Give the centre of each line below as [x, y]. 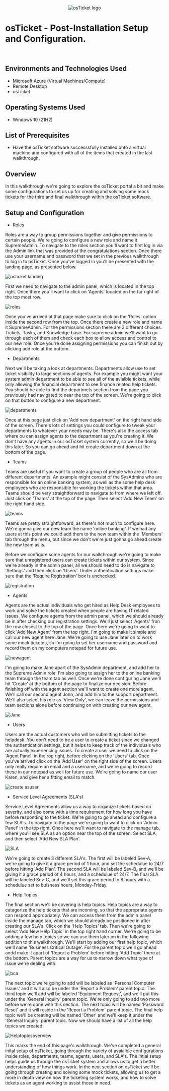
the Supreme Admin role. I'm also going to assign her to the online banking [82, 673]
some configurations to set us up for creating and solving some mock [77, 192]
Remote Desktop [30, 86]
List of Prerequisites [37, 135]
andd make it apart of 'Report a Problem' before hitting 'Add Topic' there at [83, 953]
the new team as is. [25, 545]
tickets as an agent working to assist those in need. [58, 1083]
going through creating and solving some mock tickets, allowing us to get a [83, 1072]
